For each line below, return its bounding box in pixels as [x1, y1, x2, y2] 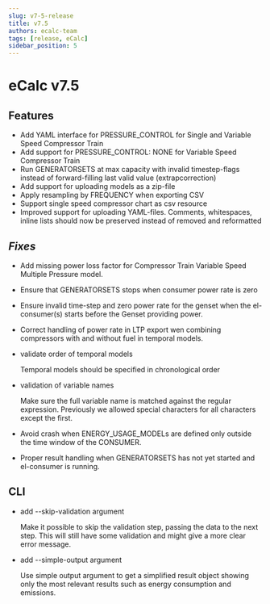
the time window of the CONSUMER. [19, 437, 142, 447]
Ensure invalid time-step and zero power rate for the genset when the [19, 300, 251, 310]
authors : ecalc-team [8, 27, 78, 35]
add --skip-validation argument [19, 506, 125, 516]
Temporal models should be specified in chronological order [19, 364, 220, 374]
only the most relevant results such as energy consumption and [19, 579, 231, 589]
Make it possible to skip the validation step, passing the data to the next [19, 522, 259, 531]
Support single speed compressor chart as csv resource [19, 199, 208, 208]
